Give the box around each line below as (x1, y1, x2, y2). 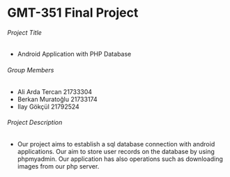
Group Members (7, 66, 54, 74)
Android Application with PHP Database (17, 50, 132, 59)
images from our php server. (17, 162, 100, 170)
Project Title (7, 28, 42, 36)
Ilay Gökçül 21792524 (17, 102, 80, 111)
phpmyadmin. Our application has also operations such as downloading (17, 155, 223, 163)
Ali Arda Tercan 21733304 (17, 87, 93, 95)
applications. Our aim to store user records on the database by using (17, 147, 215, 155)
